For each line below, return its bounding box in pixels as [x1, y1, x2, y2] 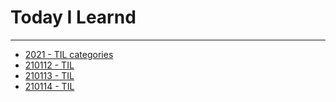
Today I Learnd [10, 6, 137, 29]
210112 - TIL [24, 59, 75, 71]
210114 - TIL [24, 80, 75, 92]
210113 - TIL [24, 69, 75, 81]
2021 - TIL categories [24, 48, 114, 60]
